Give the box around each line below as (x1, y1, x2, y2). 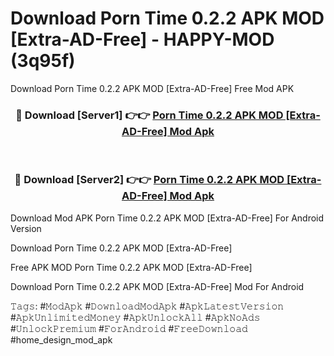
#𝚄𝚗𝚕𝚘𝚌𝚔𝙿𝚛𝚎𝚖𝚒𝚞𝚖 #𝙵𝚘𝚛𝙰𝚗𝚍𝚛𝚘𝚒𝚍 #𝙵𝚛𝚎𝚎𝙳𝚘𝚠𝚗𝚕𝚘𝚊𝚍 (10, 322, 248, 334)
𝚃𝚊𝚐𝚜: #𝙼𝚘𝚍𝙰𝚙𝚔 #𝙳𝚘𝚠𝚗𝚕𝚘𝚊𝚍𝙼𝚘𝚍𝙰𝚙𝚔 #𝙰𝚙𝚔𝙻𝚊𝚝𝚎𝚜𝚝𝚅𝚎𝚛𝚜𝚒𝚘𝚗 (10, 300, 285, 312)
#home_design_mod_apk (10, 333, 113, 346)
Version (10, 222, 42, 234)
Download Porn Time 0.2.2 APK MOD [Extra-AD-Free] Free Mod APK (10, 82, 295, 94)
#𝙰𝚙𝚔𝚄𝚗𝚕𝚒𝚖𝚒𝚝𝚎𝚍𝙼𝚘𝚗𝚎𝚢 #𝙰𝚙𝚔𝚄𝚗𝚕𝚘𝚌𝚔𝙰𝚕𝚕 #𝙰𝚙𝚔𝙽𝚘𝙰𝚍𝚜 (10, 311, 261, 323)
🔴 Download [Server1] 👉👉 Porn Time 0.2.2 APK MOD (15, 108, 284, 122)
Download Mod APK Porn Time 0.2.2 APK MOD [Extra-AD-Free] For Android (10, 212, 325, 224)
